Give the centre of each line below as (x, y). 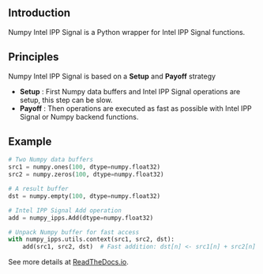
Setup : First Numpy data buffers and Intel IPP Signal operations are (130, 91)
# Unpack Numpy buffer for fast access (74, 232)
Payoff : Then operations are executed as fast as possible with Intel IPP (136, 108)
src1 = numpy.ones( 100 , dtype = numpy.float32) (84, 167)
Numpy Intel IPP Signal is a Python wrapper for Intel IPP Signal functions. (127, 32)
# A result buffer (38, 189)
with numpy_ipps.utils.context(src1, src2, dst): (92, 240)
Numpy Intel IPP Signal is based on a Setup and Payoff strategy (112, 76)
